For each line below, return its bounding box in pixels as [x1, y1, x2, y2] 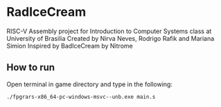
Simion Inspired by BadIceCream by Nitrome [6, 41, 133, 50]
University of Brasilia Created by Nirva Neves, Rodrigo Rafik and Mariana [6, 34, 215, 42]
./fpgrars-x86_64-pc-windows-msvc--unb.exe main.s [6, 93, 156, 100]
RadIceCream [6, 4, 87, 20]
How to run [6, 61, 55, 73]
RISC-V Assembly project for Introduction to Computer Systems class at [6, 27, 212, 35]
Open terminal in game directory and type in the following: [6, 80, 173, 88]
